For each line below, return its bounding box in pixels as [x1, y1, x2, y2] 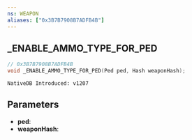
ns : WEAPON [7, 10, 39, 17]
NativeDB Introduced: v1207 [7, 80, 89, 87]
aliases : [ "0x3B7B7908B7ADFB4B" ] [7, 17, 105, 24]
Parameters [7, 99, 59, 111]
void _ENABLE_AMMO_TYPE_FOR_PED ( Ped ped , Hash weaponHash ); [7, 68, 186, 75]
